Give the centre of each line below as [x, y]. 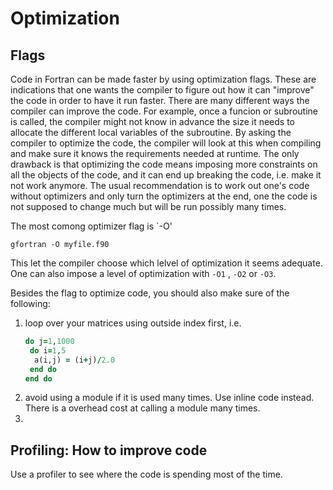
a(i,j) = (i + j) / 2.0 [75, 360]
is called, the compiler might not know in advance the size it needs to [152, 121]
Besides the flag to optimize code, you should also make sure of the [150, 293]
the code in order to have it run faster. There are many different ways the [160, 100]
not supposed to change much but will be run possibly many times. [148, 206]
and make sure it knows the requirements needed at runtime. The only [155, 153]
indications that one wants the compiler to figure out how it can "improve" [162, 90]
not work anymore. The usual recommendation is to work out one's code [160, 185]
